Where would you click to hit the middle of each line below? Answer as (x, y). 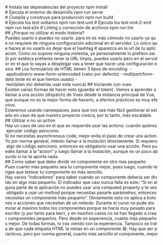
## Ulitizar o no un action (30, 120)
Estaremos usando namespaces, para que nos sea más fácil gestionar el (77, 110)
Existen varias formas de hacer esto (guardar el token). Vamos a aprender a (81, 90)
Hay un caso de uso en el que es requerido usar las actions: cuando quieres (81, 125)
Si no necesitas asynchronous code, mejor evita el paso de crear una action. (81, 136)
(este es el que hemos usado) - (46, 79)
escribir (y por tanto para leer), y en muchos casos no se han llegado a (76, 213)
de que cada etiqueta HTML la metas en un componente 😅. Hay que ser (81, 229)
